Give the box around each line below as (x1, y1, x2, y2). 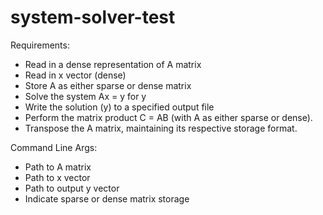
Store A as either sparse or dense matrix (24, 79, 192, 91)
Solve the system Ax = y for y (24, 90, 147, 102)
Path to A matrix (24, 161, 92, 173)
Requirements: (10, 39, 70, 51)
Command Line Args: (10, 141, 98, 153)
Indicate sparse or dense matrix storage (24, 192, 190, 205)
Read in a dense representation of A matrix (24, 58, 202, 70)
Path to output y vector (24, 182, 120, 194)
